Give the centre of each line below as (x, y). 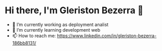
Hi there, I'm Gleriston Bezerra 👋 (74, 10)
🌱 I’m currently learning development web (56, 30)
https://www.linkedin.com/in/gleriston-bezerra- (107, 36)
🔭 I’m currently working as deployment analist (60, 24)
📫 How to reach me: (34, 36)
